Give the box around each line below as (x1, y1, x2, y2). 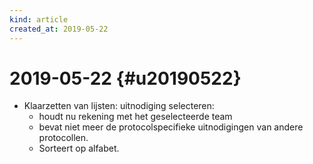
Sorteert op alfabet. (38, 142, 120, 155)
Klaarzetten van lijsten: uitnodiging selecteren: (23, 100, 215, 112)
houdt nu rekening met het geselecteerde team (38, 111, 233, 123)
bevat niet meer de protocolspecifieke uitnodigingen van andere (38, 121, 304, 133)
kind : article (9, 14, 69, 25)
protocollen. (38, 132, 89, 144)
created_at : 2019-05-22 (9, 24, 109, 34)
